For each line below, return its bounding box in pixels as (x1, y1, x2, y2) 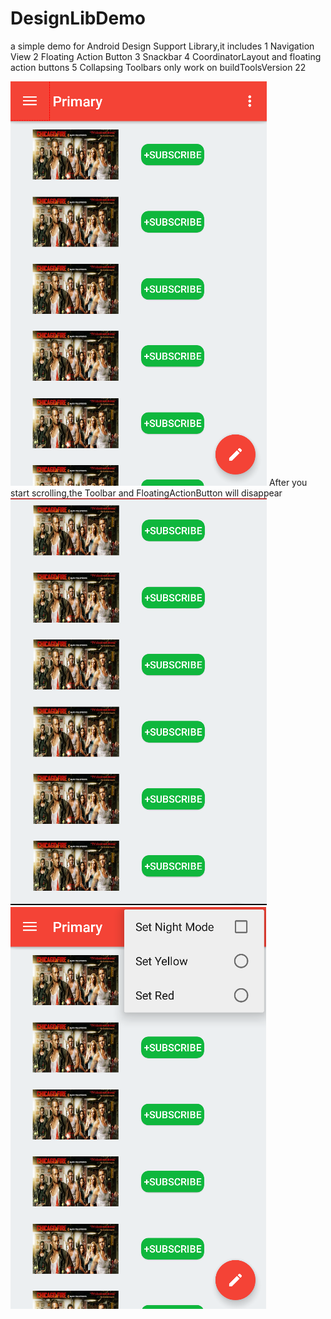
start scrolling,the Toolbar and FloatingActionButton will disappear (10, 487, 283, 499)
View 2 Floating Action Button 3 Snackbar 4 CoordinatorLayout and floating (10, 50, 322, 62)
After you (268, 476, 308, 488)
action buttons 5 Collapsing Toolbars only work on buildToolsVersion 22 (10, 61, 307, 73)
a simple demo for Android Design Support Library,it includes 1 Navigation (10, 40, 315, 52)
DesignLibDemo (10, 7, 146, 30)
